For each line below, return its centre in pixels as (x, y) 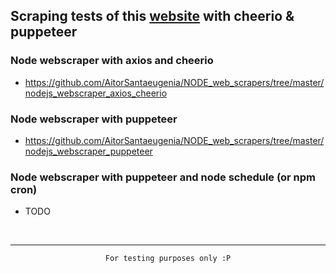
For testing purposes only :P (168, 259)
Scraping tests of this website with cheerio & (152, 16)
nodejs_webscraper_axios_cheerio (96, 93)
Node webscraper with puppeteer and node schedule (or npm (163, 177)
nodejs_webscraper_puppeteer (88, 151)
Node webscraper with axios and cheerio (112, 61)
